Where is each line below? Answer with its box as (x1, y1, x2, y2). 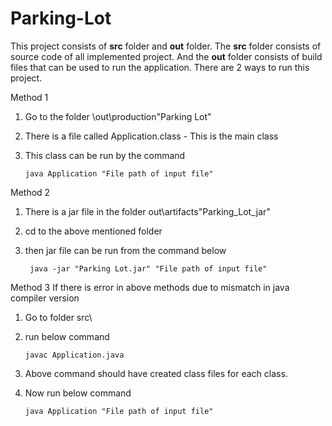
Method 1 (10, 91, 49, 103)
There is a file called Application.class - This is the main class (24, 130, 279, 142)
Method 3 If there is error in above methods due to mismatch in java (10, 281, 290, 293)
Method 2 (10, 186, 51, 198)
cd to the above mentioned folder (24, 225, 163, 237)
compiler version (10, 292, 80, 304)
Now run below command (24, 387, 132, 399)
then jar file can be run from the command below (24, 244, 227, 256)
